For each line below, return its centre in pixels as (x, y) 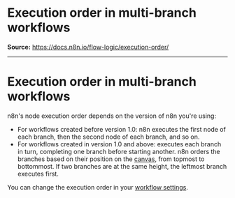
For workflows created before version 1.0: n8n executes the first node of (121, 129)
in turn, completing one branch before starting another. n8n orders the (119, 151)
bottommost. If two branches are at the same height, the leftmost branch (122, 166)
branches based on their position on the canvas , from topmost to (111, 159)
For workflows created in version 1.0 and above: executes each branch (119, 144)
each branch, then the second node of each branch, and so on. (108, 137)
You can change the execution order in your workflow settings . (98, 187)
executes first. (38, 174)
